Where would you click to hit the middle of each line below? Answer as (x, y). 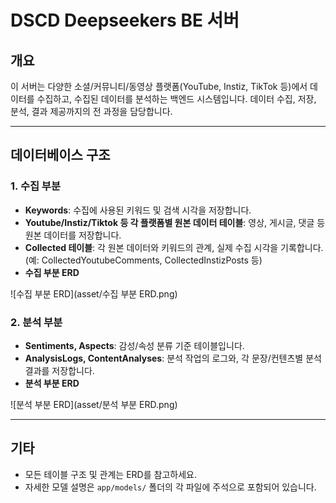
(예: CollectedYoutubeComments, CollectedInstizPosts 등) (143, 260)
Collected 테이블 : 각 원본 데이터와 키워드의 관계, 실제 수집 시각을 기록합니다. (174, 247)
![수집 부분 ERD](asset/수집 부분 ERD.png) (94, 293)
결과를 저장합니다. (59, 370)
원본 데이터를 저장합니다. (73, 235)
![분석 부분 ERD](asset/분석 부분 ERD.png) (94, 404)
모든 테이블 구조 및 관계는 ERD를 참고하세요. (110, 474)
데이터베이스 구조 (60, 155)
